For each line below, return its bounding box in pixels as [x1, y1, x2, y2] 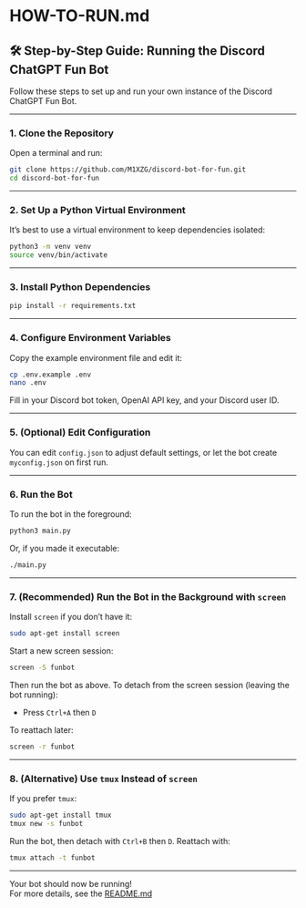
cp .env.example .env [9, 370, 92, 379]
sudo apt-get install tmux [9, 810, 112, 820]
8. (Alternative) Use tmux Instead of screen [9, 772, 198, 785]
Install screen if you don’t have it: [9, 611, 133, 622]
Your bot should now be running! [9, 878, 132, 889]
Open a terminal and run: [9, 148, 103, 159]
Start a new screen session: [9, 645, 114, 656]
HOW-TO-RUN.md [9, 5, 150, 26]
